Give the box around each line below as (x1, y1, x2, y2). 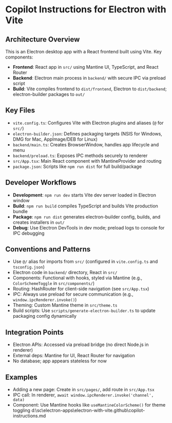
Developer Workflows (5, 178, 77, 187)
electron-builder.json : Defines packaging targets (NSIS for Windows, (12, 130, 163, 137)
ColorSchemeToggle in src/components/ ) (12, 280, 95, 286)
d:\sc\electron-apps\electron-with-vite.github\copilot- (31, 407, 145, 414)
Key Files (5, 106, 35, 115)
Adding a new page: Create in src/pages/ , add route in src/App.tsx (12, 387, 155, 393)
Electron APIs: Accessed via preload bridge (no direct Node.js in (12, 341, 149, 348)
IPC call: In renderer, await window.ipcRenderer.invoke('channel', (12, 392, 154, 398)
